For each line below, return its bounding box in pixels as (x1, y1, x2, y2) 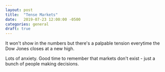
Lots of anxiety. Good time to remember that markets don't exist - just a (5, 55, 155, 61)
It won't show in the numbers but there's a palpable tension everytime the (5, 40, 160, 46)
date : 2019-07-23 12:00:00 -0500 (5, 17, 81, 22)
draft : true (5, 26, 31, 31)
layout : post (5, 7, 33, 13)
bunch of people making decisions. (5, 61, 79, 67)
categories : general (5, 21, 49, 27)
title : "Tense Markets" (5, 12, 58, 17)
